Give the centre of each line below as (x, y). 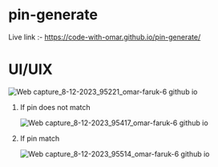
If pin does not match (55, 107)
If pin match (40, 138)
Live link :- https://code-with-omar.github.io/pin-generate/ (105, 37)
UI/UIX (31, 69)
